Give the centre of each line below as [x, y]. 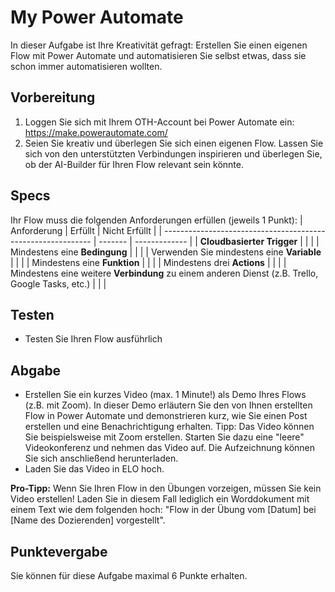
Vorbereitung [53, 97]
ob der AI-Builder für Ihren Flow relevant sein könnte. [134, 164]
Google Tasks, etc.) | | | [58, 283]
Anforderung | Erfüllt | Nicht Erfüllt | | [86, 230]
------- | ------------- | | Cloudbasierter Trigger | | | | [209, 241]
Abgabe [36, 370]
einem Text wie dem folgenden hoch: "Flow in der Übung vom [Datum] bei [163, 510]
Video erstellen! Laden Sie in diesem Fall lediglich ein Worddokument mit [160, 499]
